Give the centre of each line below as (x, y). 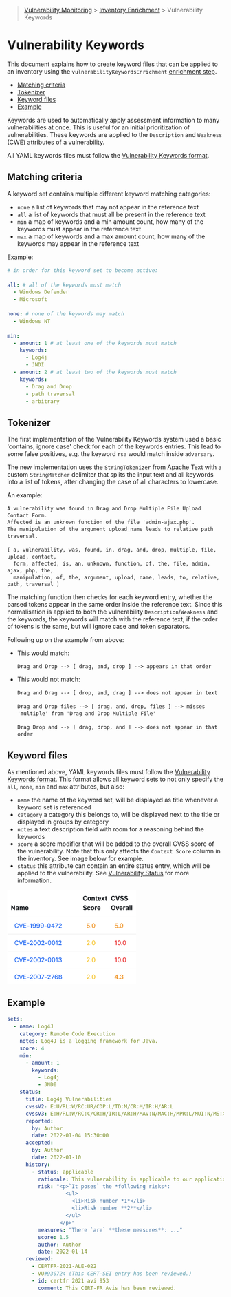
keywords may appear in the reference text (78, 243)
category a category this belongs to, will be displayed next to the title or (118, 814)
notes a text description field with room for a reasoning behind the (111, 829)
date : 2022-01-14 (63, 1252)
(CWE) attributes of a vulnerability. (56, 142)
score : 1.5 (53, 1237)
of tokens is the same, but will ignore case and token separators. (99, 627)
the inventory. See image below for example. (80, 858)
